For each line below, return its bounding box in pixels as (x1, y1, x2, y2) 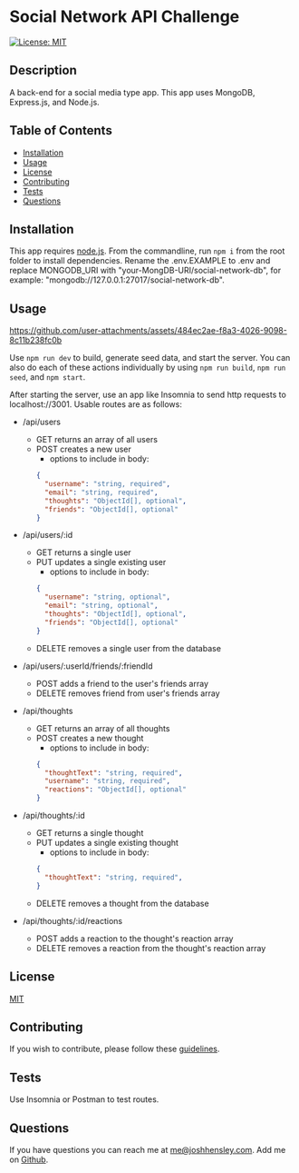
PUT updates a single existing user (35, 557, 167, 568)
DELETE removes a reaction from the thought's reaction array (35, 942, 266, 953)
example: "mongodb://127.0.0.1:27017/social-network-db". (9, 274, 225, 285)
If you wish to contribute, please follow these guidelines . (9, 1043, 220, 1055)
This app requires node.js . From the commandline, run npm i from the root (9, 245, 285, 256)
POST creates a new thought (35, 732, 144, 743)
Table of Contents (9, 123, 113, 138)
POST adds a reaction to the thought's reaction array (35, 933, 234, 944)
